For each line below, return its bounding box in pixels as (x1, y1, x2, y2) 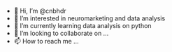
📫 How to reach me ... (13, 37, 79, 45)
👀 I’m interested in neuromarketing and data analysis (13, 14, 166, 22)
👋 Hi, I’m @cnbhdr (13, 7, 66, 15)
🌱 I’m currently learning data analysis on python (13, 22, 152, 30)
